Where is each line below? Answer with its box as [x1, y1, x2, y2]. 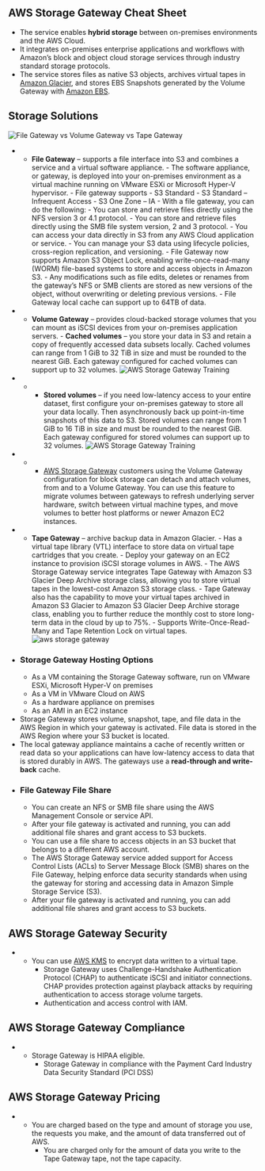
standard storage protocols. [19, 61, 111, 71]
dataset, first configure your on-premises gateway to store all [43, 398, 244, 408]
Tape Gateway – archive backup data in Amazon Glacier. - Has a [31, 533, 243, 542]
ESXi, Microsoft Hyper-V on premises [31, 680, 153, 690]
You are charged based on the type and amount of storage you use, [31, 1119, 253, 1129]
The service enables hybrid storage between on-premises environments [19, 27, 258, 36]
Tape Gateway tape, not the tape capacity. [43, 1154, 182, 1163]
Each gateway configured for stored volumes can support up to [43, 432, 251, 442]
